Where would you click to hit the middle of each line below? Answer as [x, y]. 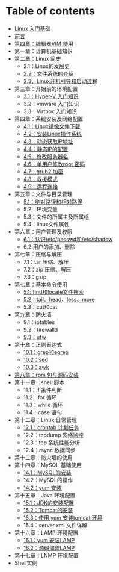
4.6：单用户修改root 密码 [54, 164]
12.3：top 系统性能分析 [52, 442]
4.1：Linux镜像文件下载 [52, 126]
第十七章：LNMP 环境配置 [46, 555]
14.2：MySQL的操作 [48, 480]
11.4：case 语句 [43, 412]
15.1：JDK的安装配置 [49, 502]
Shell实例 [26, 563]
